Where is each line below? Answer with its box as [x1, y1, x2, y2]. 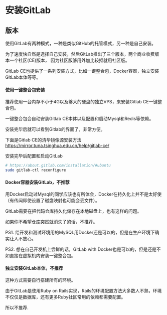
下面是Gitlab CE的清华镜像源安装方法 [5, 137, 82, 143]
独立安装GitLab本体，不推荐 [5, 265, 64, 271]
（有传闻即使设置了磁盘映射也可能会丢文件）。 [5, 198, 100, 204]
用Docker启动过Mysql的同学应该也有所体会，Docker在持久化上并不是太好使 [5, 191, 162, 197]
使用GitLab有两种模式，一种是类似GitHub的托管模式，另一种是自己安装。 [5, 41, 156, 46]
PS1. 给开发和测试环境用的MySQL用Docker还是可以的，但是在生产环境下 [5, 229, 155, 236]
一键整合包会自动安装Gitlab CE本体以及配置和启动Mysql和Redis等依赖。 [5, 116, 154, 122]
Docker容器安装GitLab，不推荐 [5, 179, 70, 185]
